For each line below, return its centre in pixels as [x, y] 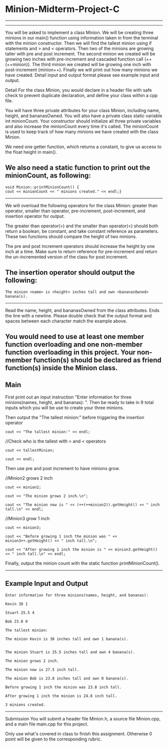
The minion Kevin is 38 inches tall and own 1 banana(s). [67, 639]
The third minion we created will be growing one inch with [91, 64]
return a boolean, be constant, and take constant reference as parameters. [82, 231]
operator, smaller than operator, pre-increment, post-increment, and [75, 211]
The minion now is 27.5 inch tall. [42, 669]
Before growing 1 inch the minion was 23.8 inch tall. [63, 687]
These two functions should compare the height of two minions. [71, 236]
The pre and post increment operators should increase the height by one [80, 246]
